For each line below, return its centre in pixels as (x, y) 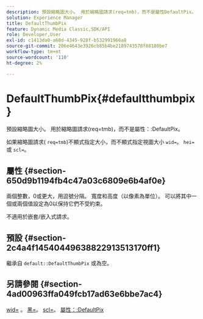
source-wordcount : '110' (38, 57)
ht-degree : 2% (24, 63)
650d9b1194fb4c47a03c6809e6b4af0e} (86, 181)
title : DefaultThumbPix (37, 23)
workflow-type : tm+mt (34, 52)
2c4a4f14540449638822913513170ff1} (84, 248)
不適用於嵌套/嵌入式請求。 (40, 217)
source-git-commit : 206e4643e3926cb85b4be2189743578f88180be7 (87, 46)
